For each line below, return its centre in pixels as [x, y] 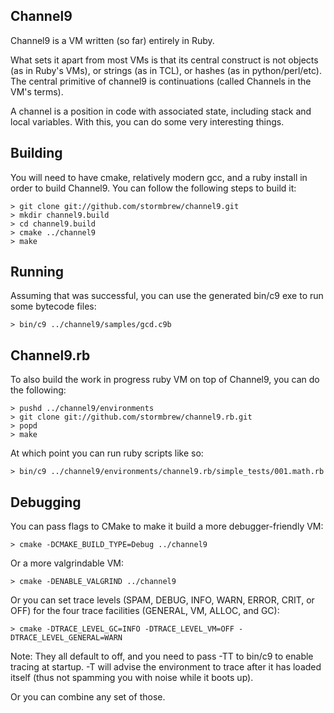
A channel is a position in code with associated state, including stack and [161, 111]
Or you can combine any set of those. [88, 697]
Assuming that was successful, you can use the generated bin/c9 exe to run [167, 296]
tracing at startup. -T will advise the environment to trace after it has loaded [166, 667]
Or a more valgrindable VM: [67, 563]
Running [37, 272]
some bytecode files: [53, 306]
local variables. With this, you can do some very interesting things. [147, 121]
